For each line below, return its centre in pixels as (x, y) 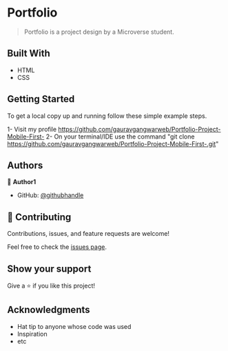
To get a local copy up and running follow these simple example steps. (107, 116)
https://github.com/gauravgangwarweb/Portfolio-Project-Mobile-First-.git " (113, 143)
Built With (29, 53)
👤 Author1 (22, 182)
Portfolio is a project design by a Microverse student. (99, 32)
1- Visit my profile (32, 129)
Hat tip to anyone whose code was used (74, 326)
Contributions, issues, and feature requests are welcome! (89, 234)
